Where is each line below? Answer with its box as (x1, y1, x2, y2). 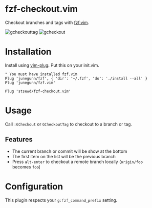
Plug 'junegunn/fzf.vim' (5, 80, 56, 85)
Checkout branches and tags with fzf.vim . (5, 20, 89, 25)
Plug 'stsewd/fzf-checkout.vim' (5, 89, 71, 94)
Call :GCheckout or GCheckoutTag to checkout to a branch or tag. (5, 121, 132, 127)
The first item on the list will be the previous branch (12, 153, 116, 159)
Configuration (5, 181, 64, 192)
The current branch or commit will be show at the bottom (12, 148, 128, 154)
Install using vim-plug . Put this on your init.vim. (5, 62, 99, 68)
